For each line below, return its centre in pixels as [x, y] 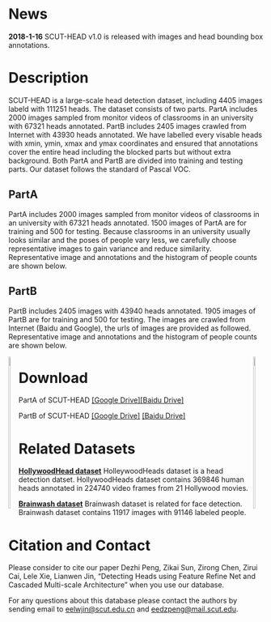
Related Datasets [77, 448]
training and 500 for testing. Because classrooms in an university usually [129, 231]
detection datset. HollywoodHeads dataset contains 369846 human [131, 479]
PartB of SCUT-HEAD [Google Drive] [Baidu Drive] [102, 416]
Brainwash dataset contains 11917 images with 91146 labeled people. [133, 513]
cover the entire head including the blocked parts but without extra [120, 151]
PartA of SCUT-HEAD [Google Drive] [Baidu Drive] [102, 400]
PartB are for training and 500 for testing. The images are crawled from [127, 319]
